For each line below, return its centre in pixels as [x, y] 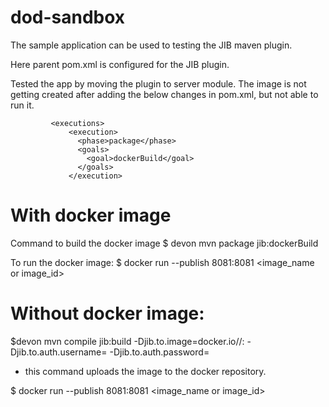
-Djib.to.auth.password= [159, 352]
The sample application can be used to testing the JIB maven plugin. [151, 45]
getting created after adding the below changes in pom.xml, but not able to [164, 94]
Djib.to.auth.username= [59, 352]
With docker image [91, 215]
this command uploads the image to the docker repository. [145, 371]
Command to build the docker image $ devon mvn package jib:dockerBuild [164, 243]
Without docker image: [107, 313]
